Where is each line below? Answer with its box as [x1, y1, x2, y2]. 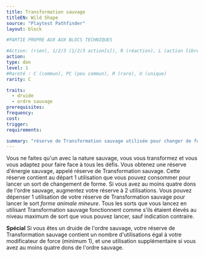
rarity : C [6, 76, 32, 82]
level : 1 [6, 65, 29, 71]
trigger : [6, 121, 29, 127]
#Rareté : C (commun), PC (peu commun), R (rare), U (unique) [6, 71, 167, 77]
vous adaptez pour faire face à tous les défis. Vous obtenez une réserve [6, 161, 187, 168]
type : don [6, 59, 32, 65]
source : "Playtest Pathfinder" [6, 20, 86, 26]
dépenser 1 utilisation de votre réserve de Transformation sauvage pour [6, 193, 185, 201]
